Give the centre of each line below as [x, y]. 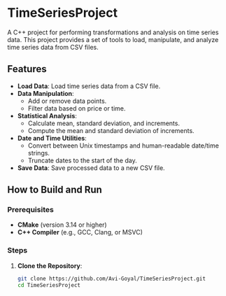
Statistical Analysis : [47, 115]
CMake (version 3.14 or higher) [62, 225]
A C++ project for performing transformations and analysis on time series [113, 32]
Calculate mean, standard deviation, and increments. [104, 123]
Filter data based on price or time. [77, 108]
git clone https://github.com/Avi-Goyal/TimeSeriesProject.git [112, 279]
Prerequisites [30, 210]
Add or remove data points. [67, 101]
